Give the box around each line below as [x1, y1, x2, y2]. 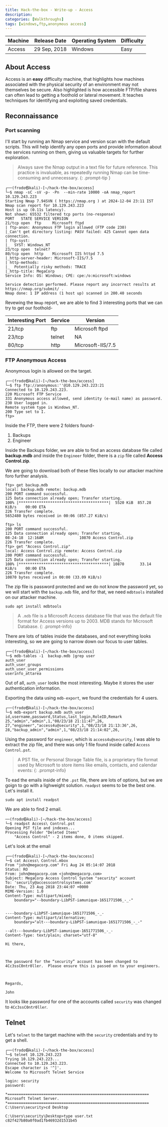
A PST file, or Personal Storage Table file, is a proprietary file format [17, 757, 158, 763]
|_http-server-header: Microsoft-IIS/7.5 [5, 255, 93, 261]
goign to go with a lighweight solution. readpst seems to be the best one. [5, 782, 156, 788]
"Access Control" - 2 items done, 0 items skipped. [14, 835, 124, 840]
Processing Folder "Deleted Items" [5, 830, 80, 835]
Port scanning [5, 127, 41, 134]
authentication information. [5, 685, 61, 691]
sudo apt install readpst [5, 797, 59, 802]
